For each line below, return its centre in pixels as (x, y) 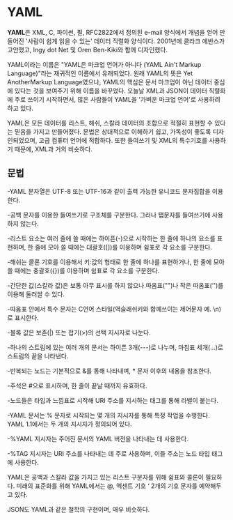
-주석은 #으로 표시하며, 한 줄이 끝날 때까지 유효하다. (77, 385)
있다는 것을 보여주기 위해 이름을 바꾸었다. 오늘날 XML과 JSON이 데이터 (111, 91)
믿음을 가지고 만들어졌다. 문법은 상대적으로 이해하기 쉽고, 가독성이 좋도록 (113, 131)
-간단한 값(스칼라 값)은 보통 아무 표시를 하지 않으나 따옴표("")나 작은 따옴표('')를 (115, 285)
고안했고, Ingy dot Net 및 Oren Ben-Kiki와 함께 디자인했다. (88, 49)
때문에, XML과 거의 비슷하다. (53, 149)
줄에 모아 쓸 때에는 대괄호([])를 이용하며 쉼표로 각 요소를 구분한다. (123, 247)
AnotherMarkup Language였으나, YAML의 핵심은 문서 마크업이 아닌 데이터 (110, 82)
